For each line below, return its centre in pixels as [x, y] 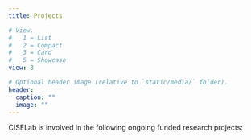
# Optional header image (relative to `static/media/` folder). [118, 82]
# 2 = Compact [35, 45]
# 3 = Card [30, 53]
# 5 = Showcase [37, 60]
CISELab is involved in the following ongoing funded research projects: [126, 128]
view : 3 [21, 68]
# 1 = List [30, 38]
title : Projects [35, 16]
